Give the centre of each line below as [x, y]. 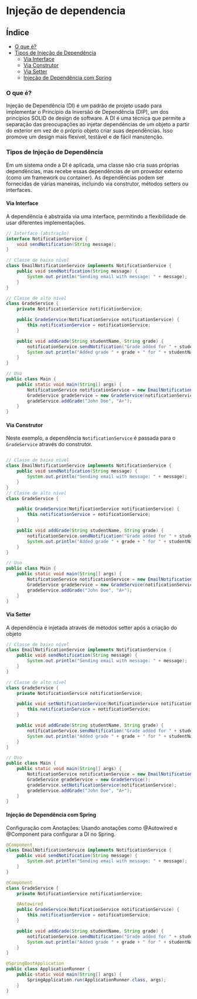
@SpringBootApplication [35, 964]
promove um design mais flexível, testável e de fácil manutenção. [85, 137]
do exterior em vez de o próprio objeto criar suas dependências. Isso [89, 131]
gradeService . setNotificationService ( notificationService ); [102, 785]
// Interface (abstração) [38, 233]
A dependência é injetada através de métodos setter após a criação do [92, 627]
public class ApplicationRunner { [48, 969]
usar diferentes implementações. [46, 222]
